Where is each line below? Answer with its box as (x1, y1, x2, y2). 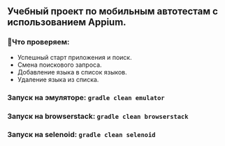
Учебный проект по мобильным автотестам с (7, 6, 219, 17)
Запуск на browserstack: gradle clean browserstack (7, 111, 189, 121)
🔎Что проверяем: (7, 38, 70, 47)
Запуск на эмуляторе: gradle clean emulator (7, 92, 166, 102)
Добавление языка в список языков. (17, 67, 127, 76)
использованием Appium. (7, 17, 127, 29)
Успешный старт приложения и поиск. (17, 53, 132, 61)
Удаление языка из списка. (17, 75, 99, 83)
